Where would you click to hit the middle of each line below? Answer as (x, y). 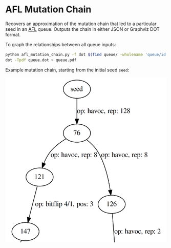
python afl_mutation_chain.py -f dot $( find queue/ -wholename (74, 54)
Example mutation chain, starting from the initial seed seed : (67, 70)
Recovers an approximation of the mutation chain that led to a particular (81, 24)
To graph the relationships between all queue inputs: (61, 44)
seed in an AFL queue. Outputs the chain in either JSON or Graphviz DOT (82, 29)
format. (13, 34)
